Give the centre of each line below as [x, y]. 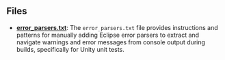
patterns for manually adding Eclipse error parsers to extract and [108, 35]
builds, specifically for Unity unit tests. [70, 49]
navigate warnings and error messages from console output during [111, 42]
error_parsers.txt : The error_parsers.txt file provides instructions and [117, 27]
